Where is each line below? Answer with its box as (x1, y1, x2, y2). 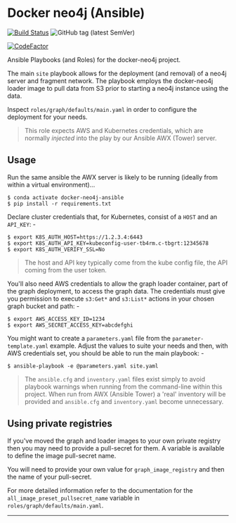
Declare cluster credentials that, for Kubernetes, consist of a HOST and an (7, 213, 218, 221)
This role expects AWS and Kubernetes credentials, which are (24, 126, 204, 134)
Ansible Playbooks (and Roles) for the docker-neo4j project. (7, 55, 181, 64)
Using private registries (7, 417, 112, 430)
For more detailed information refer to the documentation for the (7, 486, 193, 494)
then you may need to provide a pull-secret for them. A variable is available (7, 443, 225, 452)
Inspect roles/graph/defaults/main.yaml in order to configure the (7, 105, 197, 113)
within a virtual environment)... (7, 180, 96, 189)
